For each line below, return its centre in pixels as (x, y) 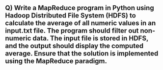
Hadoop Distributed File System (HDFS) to (70, 16)
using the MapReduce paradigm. (56, 61)
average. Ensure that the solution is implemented (82, 54)
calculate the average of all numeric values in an (81, 23)
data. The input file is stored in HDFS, (91, 38)
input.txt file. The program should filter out (72, 31)
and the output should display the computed (74, 46)
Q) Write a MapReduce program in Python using (80, 8)
